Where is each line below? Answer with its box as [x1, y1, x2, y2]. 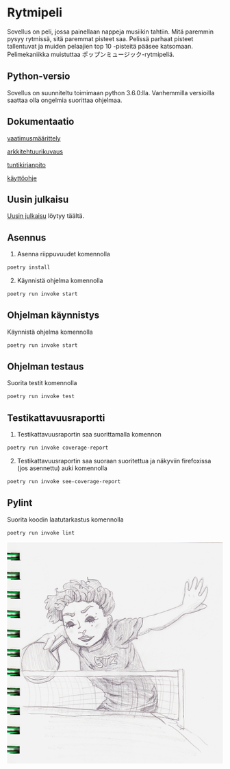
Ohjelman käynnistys [7, 310, 100, 321]
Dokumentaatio [7, 116, 75, 127]
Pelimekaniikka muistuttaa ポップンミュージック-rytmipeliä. [7, 50, 175, 58]
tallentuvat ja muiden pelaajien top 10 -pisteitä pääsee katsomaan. [7, 42, 194, 50]
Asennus [7, 232, 47, 243]
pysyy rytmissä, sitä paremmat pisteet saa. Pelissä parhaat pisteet [7, 34, 194, 42]
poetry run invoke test [7, 393, 75, 400]
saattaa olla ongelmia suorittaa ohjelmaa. [7, 96, 123, 104]
